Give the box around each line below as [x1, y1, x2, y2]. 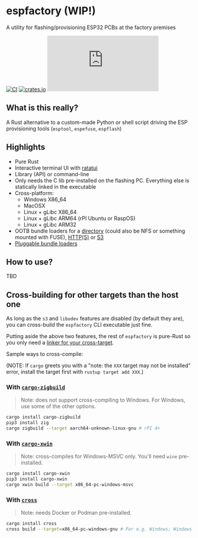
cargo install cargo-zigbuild [6, 414, 81, 421]
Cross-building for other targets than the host [6, 289, 179, 300]
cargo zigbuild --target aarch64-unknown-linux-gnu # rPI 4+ [6, 425, 161, 431]
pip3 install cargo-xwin [6, 476, 68, 482]
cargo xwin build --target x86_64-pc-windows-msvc [6, 482, 134, 488]
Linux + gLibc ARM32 [23, 221, 77, 228]
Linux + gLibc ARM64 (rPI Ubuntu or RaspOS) [23, 215, 136, 222]
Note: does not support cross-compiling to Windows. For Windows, [20, 396, 186, 404]
